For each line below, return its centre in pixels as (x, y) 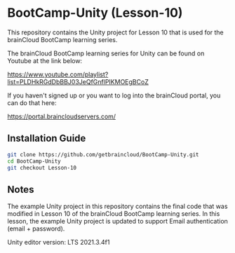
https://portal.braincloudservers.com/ (62, 116)
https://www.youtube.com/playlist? (58, 74)
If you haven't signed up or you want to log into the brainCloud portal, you (114, 95)
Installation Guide (47, 138)
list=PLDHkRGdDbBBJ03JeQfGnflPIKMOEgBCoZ (78, 81)
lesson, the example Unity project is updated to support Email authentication (117, 221)
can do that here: (32, 102)
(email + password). (36, 228)
